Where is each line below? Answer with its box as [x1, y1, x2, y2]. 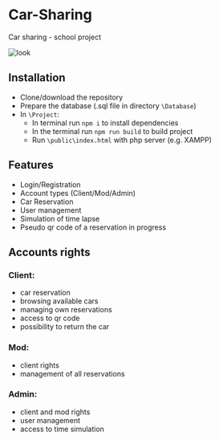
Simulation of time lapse [19, 214, 100, 223]
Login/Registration [19, 179, 82, 189]
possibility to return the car [19, 322, 110, 332]
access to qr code [19, 313, 80, 323]
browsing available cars [19, 296, 99, 306]
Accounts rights [8, 245, 91, 259]
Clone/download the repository [19, 92, 124, 102]
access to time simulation [19, 424, 104, 434]
